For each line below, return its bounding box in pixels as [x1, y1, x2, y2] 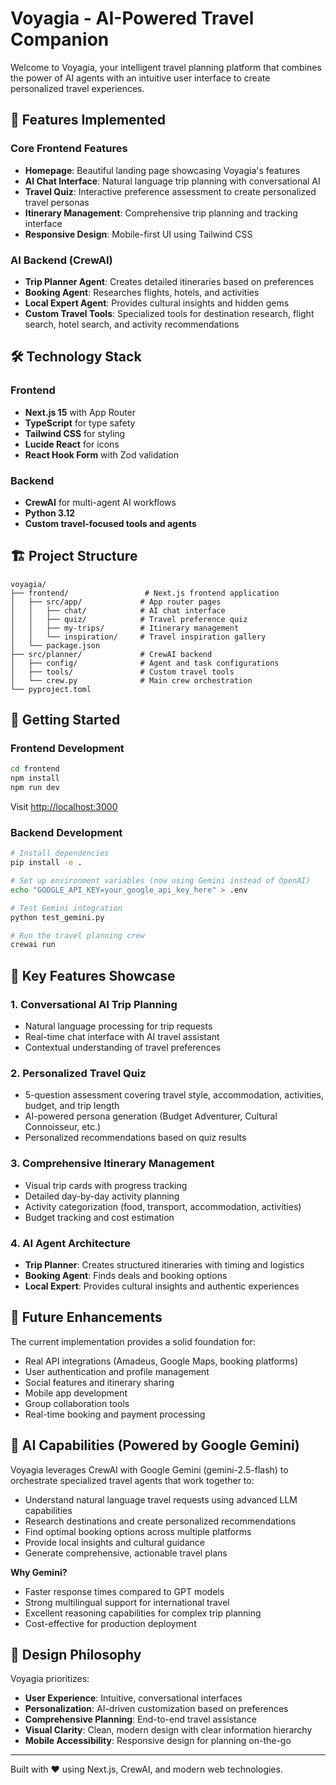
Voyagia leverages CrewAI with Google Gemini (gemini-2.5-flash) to [10, 1463, 289, 1476]
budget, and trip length [24, 1100, 120, 1112]
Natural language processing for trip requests [24, 1020, 213, 1032]
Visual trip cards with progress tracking [24, 1179, 188, 1191]
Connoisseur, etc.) [24, 1121, 102, 1133]
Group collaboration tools [24, 1397, 130, 1409]
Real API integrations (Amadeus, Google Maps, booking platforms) [24, 1355, 299, 1367]
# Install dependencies [10, 848, 110, 859]
